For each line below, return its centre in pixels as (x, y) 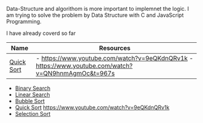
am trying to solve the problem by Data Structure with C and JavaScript (95, 15)
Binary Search (33, 88)
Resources (115, 48)
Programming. (24, 21)
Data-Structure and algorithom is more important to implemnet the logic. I (98, 9)
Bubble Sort (30, 101)
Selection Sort (33, 114)
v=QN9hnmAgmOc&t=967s (75, 73)
